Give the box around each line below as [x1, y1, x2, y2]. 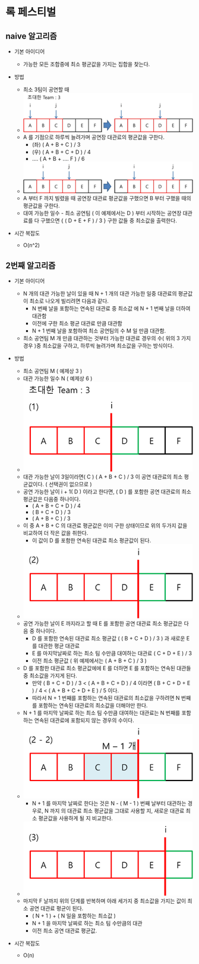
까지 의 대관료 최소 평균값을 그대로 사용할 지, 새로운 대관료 [49, 807, 185, 814]
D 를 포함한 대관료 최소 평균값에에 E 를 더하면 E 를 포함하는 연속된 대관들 [23, 665, 191, 672]
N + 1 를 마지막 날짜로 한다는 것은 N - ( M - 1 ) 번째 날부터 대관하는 [31, 800, 187, 807]
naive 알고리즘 [5, 31, 57, 41]
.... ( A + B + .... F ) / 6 [31, 156, 85, 163]
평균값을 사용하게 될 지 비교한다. [38, 814, 113, 822]
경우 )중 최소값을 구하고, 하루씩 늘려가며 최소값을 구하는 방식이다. [23, 342, 174, 349]
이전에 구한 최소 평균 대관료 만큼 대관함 [31, 319, 122, 326]
